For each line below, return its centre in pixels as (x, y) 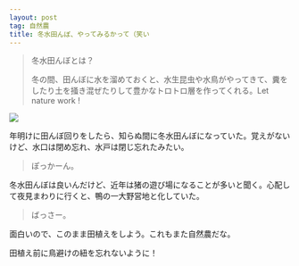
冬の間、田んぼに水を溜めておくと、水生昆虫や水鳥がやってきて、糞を (159, 79)
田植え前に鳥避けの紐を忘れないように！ (83, 253)
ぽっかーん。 (54, 166)
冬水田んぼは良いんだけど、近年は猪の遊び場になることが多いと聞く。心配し (150, 185)
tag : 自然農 (29, 26)
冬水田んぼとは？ (62, 61)
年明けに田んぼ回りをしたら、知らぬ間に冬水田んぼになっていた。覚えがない (150, 136)
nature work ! (55, 101)
